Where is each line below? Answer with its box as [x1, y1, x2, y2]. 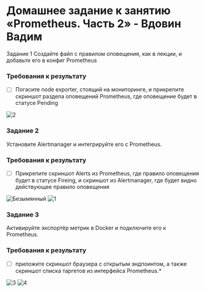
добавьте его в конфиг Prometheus [6, 56, 97, 64]
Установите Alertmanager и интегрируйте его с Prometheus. [6, 140, 162, 148]
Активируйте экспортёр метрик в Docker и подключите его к [6, 225, 166, 232]
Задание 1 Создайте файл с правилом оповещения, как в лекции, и [6, 50, 182, 57]
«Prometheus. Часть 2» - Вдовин [6, 17, 182, 31]
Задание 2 [6, 126, 39, 135]
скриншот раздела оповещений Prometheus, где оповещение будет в [15, 93, 197, 100]
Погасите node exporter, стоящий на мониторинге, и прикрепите [15, 86, 185, 93]
